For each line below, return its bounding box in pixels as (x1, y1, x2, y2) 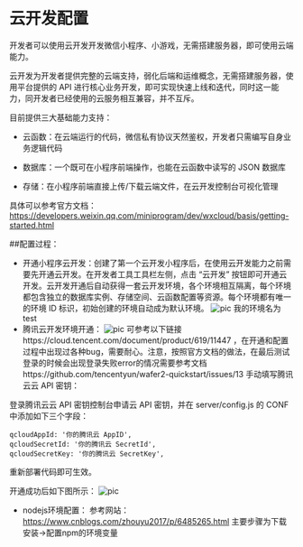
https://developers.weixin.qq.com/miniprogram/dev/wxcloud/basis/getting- (9, 209, 289, 221)
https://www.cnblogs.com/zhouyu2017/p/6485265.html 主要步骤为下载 (22, 515, 287, 526)
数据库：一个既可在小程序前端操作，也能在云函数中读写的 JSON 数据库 (22, 162, 286, 172)
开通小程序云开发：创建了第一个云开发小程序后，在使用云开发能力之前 (22, 257, 284, 268)
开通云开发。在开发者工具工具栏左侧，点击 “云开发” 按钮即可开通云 (38, 268, 288, 280)
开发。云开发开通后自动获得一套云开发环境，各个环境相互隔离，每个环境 (22, 280, 291, 291)
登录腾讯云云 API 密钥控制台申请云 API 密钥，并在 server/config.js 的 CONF (9, 399, 289, 410)
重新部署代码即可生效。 (9, 466, 96, 477)
